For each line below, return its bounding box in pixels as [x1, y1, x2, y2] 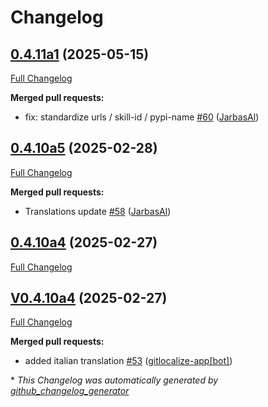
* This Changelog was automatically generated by [10, 374, 219, 386]
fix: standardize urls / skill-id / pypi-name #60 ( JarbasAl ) [24, 111, 260, 123]
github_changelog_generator [10, 385, 130, 397]
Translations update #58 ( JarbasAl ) [24, 205, 172, 217]
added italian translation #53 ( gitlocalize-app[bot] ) [24, 355, 233, 367]
